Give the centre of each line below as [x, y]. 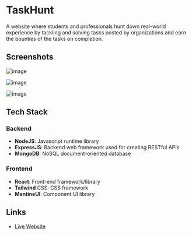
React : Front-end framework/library [57, 181]
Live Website [30, 226]
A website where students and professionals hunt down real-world [86, 26]
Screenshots [30, 57]
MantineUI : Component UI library [55, 194]
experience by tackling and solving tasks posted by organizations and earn [96, 32]
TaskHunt [30, 10]
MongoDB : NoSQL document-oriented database [73, 154]
